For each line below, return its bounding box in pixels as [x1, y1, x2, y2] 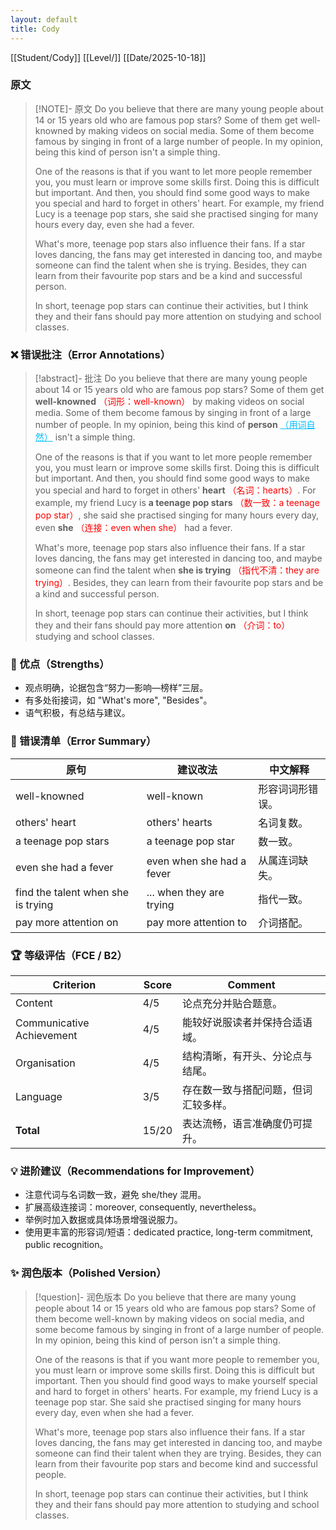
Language [15, 1089, 63, 1103]
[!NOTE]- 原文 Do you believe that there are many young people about [34, 102, 324, 115]
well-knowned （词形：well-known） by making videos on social [34, 396, 305, 408]
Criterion [52, 977, 97, 991]
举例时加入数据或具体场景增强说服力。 [24, 1214, 183, 1226]
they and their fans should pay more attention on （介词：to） [34, 619, 291, 631]
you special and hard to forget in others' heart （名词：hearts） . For [34, 484, 317, 496]
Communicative [15, 1016, 90, 1030]
